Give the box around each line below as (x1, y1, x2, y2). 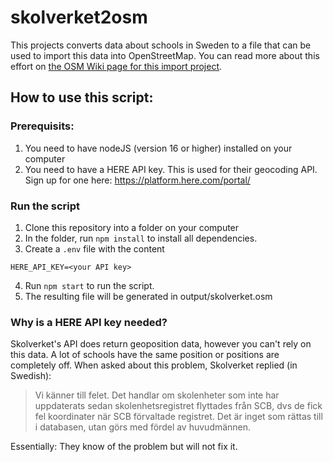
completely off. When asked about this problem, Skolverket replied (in (10, 359, 298, 371)
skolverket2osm (10, 6, 148, 29)
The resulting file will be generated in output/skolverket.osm (24, 290, 273, 302)
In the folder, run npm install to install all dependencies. (24, 232, 258, 244)
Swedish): (10, 370, 52, 382)
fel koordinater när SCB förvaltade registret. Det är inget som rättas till (34, 411, 323, 423)
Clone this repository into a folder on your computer (24, 221, 240, 233)
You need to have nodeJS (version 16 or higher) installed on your (24, 142, 293, 154)
